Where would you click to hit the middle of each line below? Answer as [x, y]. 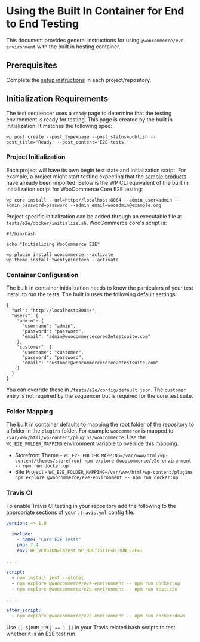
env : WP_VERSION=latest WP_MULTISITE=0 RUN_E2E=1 [80, 551]
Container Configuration [42, 275]
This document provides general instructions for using [73, 40]
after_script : [24, 611]
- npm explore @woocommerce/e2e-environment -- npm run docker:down [99, 616]
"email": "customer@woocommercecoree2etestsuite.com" [90, 363]
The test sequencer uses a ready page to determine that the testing [89, 113]
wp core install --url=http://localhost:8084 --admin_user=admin [89, 200]
